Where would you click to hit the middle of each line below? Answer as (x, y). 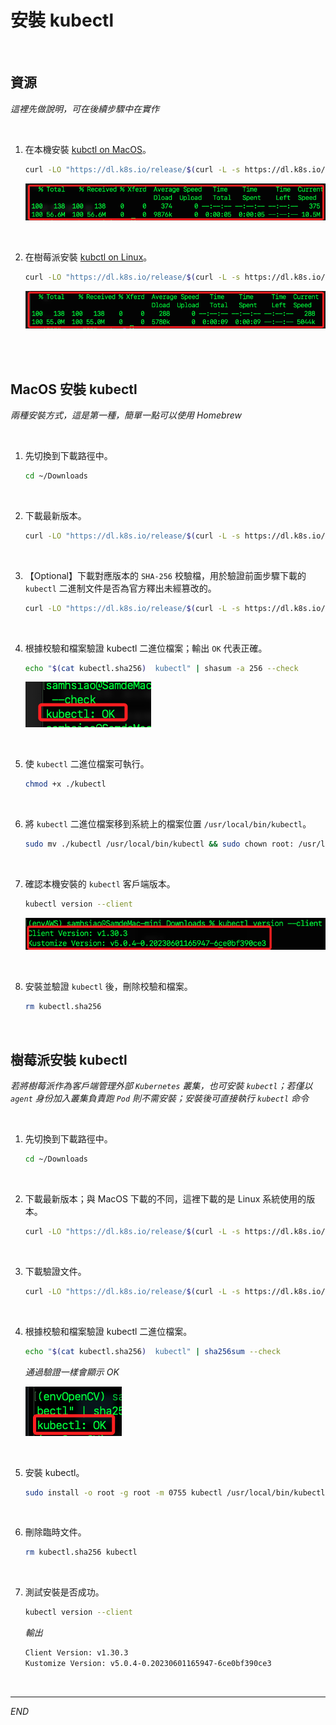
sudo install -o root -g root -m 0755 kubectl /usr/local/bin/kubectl (175, 1492)
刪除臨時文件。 (55, 1532)
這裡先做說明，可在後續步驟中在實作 (85, 108)
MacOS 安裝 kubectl (74, 389)
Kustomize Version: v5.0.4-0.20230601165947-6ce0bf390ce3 (148, 1664)
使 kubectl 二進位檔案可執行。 (87, 764)
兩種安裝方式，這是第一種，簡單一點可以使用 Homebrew (126, 415)
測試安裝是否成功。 (64, 1592)
